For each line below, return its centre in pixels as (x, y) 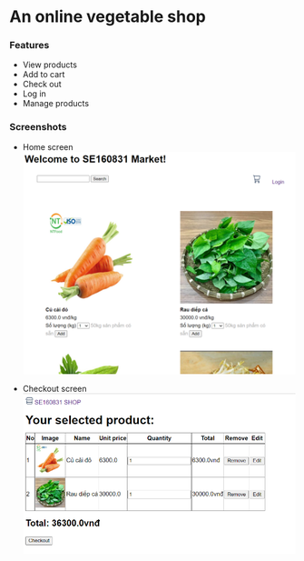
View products (49, 65)
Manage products (55, 104)
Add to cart (44, 75)
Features (29, 45)
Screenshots (38, 127)
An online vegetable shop (108, 17)
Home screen (48, 146)
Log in (34, 94)
